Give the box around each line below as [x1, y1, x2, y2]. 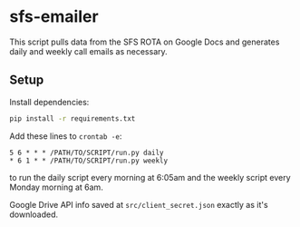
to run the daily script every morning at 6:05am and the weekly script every [9, 172, 292, 183]
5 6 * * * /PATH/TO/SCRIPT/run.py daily [9, 148, 165, 157]
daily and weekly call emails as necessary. [9, 45, 168, 56]
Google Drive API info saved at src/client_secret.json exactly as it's [9, 199, 269, 210]
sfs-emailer [9, 6, 99, 27]
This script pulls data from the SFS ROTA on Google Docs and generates [9, 36, 280, 47]
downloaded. [9, 209, 59, 220]
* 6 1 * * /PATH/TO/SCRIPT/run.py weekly [9, 156, 169, 165]
